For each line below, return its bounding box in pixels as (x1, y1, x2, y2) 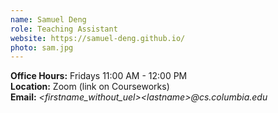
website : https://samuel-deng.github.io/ (10, 33, 186, 43)
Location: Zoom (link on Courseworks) (10, 81, 170, 93)
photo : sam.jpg (10, 42, 74, 53)
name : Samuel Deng (10, 14, 87, 25)
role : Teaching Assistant (10, 24, 118, 34)
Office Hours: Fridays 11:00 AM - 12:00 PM (10, 70, 188, 82)
